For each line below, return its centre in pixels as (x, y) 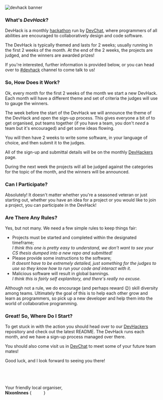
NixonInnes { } (25, 393)
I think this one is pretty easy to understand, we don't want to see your (83, 248)
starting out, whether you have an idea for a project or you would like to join (81, 200)
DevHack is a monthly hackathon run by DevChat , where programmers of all (81, 31)
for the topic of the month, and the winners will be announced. (67, 171)
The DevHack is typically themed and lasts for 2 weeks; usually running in (79, 45)
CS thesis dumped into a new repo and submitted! (62, 253)
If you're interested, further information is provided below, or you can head (80, 65)
